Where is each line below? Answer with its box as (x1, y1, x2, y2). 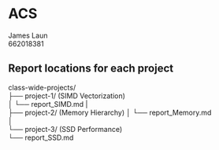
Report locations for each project (8, 62, 174, 75)
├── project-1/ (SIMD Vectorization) (8, 91, 126, 101)
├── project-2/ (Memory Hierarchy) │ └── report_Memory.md (8, 108, 212, 117)
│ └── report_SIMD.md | (8, 99, 88, 108)
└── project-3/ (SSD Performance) (8, 124, 123, 134)
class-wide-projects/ (8, 82, 76, 92)
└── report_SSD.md (8, 133, 74, 142)
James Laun (8, 31, 48, 40)
